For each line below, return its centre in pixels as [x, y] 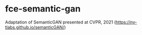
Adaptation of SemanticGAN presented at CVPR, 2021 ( [61, 22]
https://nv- [126, 22]
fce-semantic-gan [43, 9]
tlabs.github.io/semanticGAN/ [35, 27]
